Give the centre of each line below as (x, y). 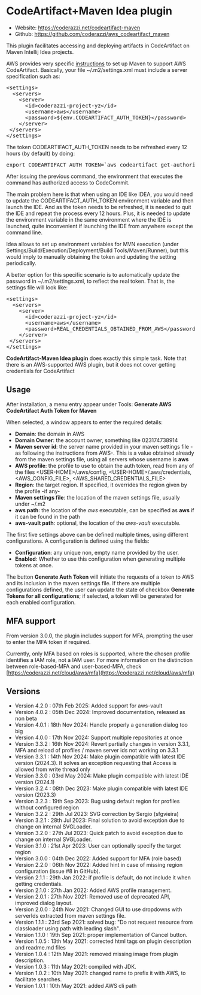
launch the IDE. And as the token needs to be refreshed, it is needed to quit (99, 207)
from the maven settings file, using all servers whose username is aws (102, 459)
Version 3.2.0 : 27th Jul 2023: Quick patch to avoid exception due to (99, 833)
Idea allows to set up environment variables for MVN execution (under (92, 244)
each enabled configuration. (41, 602)
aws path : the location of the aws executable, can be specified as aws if (104, 510)
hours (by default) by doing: (41, 153)
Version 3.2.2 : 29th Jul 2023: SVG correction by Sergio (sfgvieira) (97, 814)
